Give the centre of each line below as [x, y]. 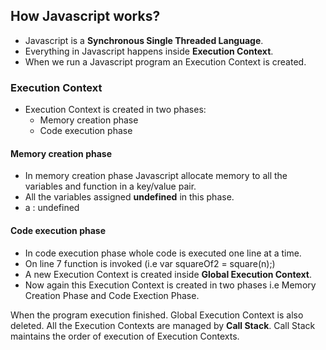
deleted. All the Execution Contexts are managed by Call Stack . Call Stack [163, 325]
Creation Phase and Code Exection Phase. [112, 295]
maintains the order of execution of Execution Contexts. [125, 336]
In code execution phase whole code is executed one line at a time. [163, 253]
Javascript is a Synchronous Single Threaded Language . [144, 40]
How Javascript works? [85, 16]
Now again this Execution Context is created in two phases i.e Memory [170, 285]
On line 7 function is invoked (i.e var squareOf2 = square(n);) [150, 263]
